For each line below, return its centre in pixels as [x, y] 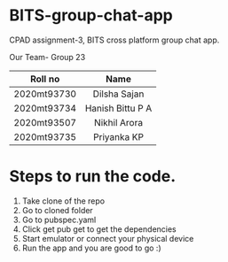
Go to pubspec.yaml [59, 220]
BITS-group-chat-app [91, 15]
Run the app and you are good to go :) [91, 248]
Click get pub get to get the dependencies [99, 229]
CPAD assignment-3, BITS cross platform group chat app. [114, 40]
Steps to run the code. [93, 177]
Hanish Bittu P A [118, 108]
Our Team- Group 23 [47, 57]
